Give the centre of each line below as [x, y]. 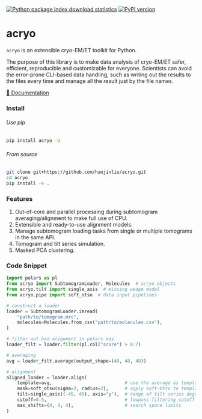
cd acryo [17, 178]
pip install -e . [28, 183]
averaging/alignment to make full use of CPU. [71, 218]
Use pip [16, 123]
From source [22, 154]
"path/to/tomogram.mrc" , [48, 317]
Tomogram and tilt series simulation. [60, 244]
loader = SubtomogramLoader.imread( [52, 311]
